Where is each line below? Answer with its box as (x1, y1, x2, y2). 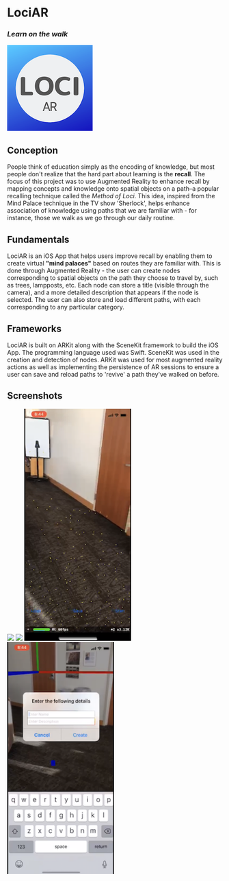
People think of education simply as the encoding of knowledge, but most (7, 163, 215, 171)
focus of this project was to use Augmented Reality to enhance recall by (7, 177, 210, 186)
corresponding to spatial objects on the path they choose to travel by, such (7, 274, 219, 282)
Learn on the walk (7, 30, 68, 39)
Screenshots (7, 390, 63, 402)
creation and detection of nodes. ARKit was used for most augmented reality (7, 355, 223, 364)
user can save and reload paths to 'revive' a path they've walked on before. (7, 370, 219, 378)
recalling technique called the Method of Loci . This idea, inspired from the (7, 192, 215, 200)
